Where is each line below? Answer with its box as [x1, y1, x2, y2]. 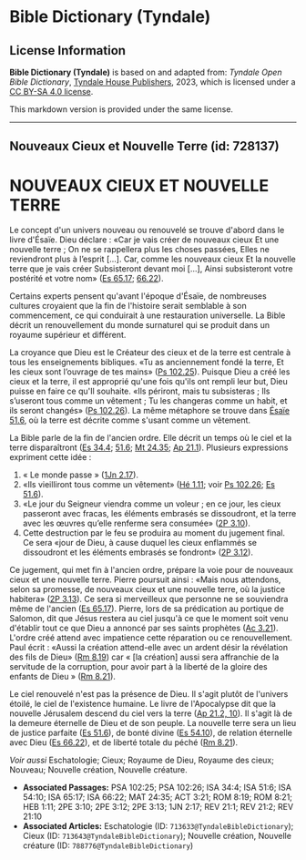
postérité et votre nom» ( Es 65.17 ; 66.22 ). [9, 273, 164, 284]
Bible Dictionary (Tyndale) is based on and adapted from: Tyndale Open [9, 67, 282, 77]
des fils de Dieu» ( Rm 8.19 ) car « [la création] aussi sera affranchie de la [9, 651, 280, 662]
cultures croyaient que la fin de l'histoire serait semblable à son [9, 301, 248, 312]
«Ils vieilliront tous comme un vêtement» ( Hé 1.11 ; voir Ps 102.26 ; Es [22, 479, 276, 490]
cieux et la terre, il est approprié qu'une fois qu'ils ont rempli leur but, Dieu [9, 376, 289, 387]
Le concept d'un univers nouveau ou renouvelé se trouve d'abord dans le [9, 225, 285, 236]
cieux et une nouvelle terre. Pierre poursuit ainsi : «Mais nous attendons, [9, 574, 281, 585]
